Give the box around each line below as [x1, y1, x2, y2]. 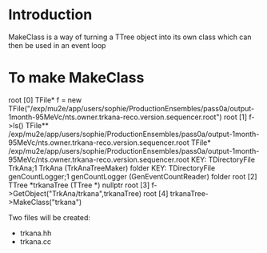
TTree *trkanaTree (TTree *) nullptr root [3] [8, 180, 150, 190]
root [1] [223, 112, 248, 122]
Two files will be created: [8, 212, 90, 222]
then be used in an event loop [8, 40, 106, 50]
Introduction [8, 6, 93, 24]
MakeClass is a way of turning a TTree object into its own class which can [8, 32, 252, 42]
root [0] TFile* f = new [8, 94, 82, 105]
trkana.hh [19, 228, 52, 238]
